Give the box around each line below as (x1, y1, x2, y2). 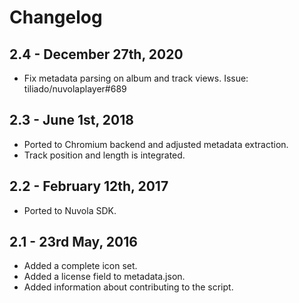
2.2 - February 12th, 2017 (9, 178, 169, 195)
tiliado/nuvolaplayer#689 (23, 83, 127, 95)
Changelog (9, 6, 103, 29)
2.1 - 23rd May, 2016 (9, 234, 138, 251)
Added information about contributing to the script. (23, 281, 234, 293)
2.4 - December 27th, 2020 (9, 46, 184, 63)
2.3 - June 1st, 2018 (9, 112, 134, 129)
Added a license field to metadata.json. (23, 271, 186, 283)
